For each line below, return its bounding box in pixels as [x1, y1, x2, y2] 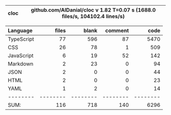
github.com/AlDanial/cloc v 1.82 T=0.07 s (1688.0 [31, 7, 156, 13]
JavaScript [8, 52, 34, 59]
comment [105, 27, 129, 34]
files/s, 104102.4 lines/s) [62, 13, 125, 20]
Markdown [8, 60, 34, 67]
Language [8, 27, 33, 34]
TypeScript [8, 35, 34, 43]
